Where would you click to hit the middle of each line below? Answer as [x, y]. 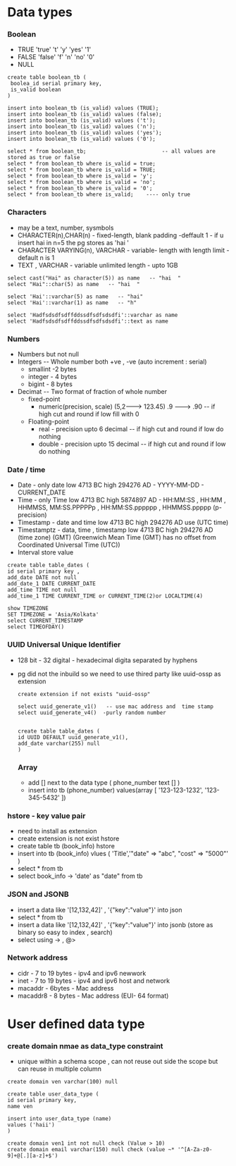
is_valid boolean [36, 90]
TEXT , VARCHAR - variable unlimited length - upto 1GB [98, 265]
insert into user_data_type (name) [60, 1119]
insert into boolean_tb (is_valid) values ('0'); [82, 139]
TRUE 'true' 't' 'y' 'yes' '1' [54, 49]
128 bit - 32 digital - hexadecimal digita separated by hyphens [107, 660]
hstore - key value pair [46, 816]
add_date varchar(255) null [58, 743]
